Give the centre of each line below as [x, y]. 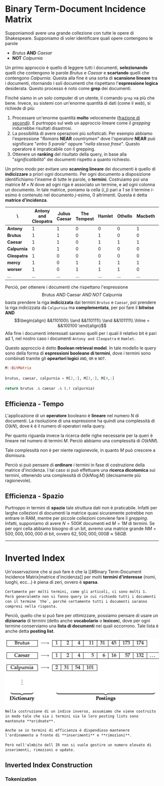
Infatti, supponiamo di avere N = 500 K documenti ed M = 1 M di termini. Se [80, 523]
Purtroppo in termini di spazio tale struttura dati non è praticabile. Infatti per [81, 507]
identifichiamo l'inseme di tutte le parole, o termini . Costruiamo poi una [77, 179]
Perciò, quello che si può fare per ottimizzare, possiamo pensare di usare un [82, 615]
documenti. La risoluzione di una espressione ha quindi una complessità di [80, 421]
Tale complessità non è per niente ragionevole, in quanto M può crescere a [80, 450]
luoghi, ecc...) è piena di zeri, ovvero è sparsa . [52, 582]
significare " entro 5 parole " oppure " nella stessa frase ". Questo [76, 143]
